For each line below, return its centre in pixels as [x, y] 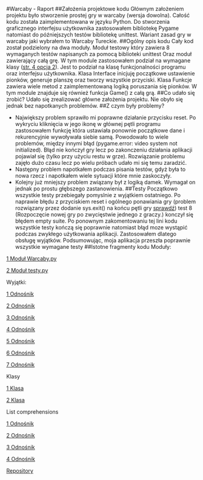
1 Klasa [15, 388]
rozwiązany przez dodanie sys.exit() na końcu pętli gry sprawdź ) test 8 [104, 208]
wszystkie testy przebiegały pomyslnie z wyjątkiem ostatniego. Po [98, 195]
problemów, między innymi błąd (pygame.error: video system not [96, 143]
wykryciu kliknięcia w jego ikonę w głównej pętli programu [88, 124]
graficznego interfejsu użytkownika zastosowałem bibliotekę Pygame [93, 28]
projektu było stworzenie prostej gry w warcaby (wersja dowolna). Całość [98, 15]
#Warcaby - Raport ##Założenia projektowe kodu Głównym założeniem [95, 9]
